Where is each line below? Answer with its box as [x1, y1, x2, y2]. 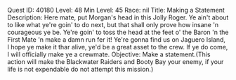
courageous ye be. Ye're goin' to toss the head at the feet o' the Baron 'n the [7, 28, 230, 36]
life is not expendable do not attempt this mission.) [7, 65, 154, 73]
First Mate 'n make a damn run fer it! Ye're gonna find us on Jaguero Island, [7, 35, 226, 44]
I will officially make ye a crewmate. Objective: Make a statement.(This [7, 50, 211, 58]
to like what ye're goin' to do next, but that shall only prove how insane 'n [7, 21, 219, 29]
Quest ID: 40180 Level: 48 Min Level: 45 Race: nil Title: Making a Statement [7, 6, 225, 14]
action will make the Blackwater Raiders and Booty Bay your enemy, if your [7, 58, 224, 65]
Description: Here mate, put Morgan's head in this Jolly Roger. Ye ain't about [7, 13, 229, 22]
